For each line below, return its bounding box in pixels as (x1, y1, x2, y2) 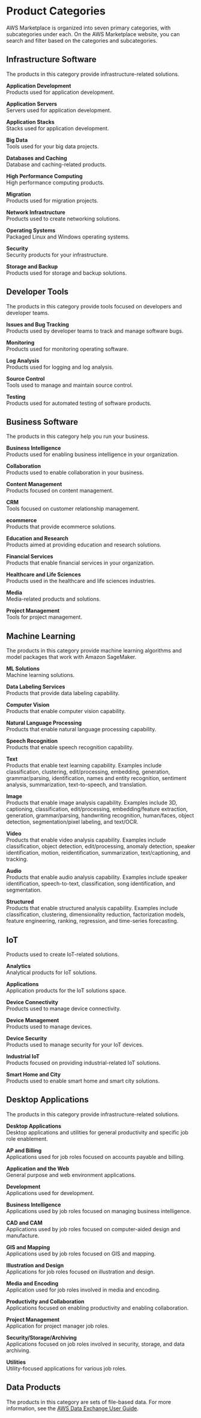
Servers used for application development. (6, 107, 112, 114)
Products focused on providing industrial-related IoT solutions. (6, 1059, 161, 1066)
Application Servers (6, 100, 58, 107)
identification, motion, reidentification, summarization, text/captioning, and (6, 849, 191, 857)
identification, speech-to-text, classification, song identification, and (6, 880, 176, 887)
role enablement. (6, 1135, 48, 1142)
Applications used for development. (6, 1189, 95, 1196)
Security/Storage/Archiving (6, 1334, 77, 1341)
